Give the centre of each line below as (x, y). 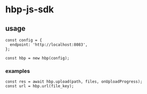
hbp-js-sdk (30, 10)
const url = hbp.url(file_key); (40, 86)
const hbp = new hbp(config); (38, 58)
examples (18, 71)
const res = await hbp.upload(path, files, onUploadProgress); (74, 82)
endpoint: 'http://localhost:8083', (49, 45)
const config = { (24, 40)
